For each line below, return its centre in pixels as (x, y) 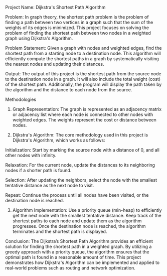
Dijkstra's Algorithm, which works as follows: (59, 140)
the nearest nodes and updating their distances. (55, 64)
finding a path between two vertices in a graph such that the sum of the (79, 22)
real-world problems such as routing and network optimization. (70, 268)
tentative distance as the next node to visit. (50, 185)
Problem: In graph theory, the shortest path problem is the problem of (77, 17)
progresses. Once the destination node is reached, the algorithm (79, 226)
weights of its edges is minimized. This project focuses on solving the (77, 28)
